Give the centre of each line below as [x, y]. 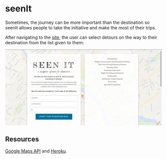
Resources [22, 139]
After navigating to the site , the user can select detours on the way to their [81, 37]
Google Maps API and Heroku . [36, 151]
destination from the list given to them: [45, 42]
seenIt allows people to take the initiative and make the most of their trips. [81, 27]
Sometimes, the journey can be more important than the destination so [78, 22]
